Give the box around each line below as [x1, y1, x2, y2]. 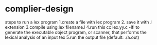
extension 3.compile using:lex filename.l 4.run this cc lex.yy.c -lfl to [5, 24, 140, 30]
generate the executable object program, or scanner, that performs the [5, 29, 147, 35]
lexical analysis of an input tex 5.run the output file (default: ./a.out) [5, 34, 140, 40]
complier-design [5, 3, 74, 14]
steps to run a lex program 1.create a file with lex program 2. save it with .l [5, 19, 153, 25]
